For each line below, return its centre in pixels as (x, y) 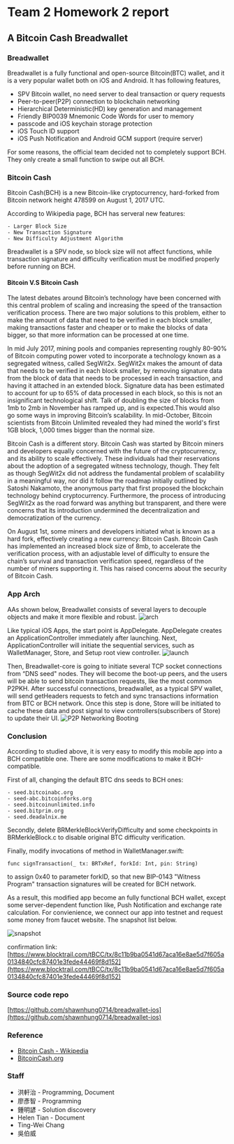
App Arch (24, 594)
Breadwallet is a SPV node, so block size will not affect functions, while (110, 251)
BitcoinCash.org (41, 1058)
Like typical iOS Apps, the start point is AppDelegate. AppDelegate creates (115, 630)
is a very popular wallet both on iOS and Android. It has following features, (114, 80)
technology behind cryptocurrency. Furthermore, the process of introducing (116, 496)
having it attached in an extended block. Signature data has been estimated (116, 386)
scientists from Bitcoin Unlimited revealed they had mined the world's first (114, 423)
